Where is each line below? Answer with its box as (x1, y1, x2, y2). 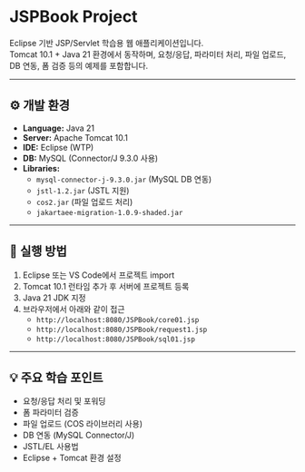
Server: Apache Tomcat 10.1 (22, 132, 129, 143)
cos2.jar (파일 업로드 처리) (35, 196, 133, 207)
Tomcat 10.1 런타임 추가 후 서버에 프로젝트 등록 (22, 280, 190, 291)
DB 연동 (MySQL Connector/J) (22, 429, 135, 441)
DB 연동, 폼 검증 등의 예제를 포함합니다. (9, 60, 149, 71)
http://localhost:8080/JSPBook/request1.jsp (35, 325, 208, 334)
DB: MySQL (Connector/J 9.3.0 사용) (22, 152, 159, 163)
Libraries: (22, 162, 61, 173)
